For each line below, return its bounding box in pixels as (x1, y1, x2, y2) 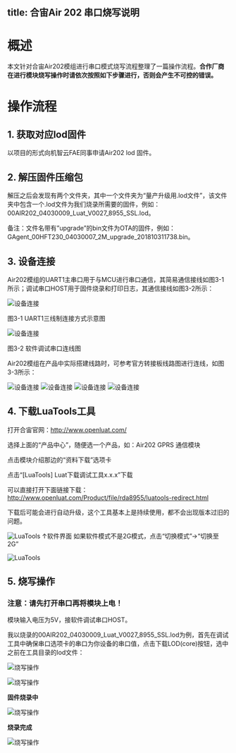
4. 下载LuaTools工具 (7, 405, 97, 417)
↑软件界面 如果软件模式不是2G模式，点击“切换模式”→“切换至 (42, 532, 220, 540)
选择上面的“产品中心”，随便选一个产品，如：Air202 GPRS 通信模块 (7, 440, 201, 449)
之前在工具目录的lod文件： (7, 648, 85, 657)
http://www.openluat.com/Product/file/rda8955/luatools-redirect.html (7, 493, 209, 502)
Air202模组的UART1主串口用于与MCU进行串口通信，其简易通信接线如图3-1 (7, 275, 224, 283)
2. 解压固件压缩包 (7, 171, 83, 183)
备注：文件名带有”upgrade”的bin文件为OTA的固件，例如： (7, 224, 176, 233)
